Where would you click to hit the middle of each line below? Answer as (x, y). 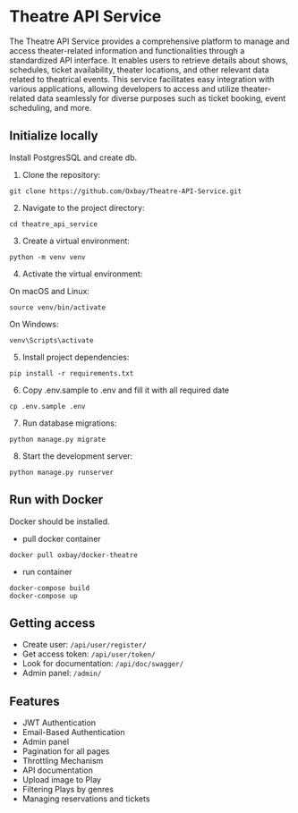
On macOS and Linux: (49, 291)
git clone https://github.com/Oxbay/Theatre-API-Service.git (126, 191)
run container (47, 572)
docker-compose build (50, 588)
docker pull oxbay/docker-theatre (74, 555)
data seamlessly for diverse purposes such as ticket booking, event (162, 98)
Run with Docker (56, 500)
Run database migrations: (69, 423)
